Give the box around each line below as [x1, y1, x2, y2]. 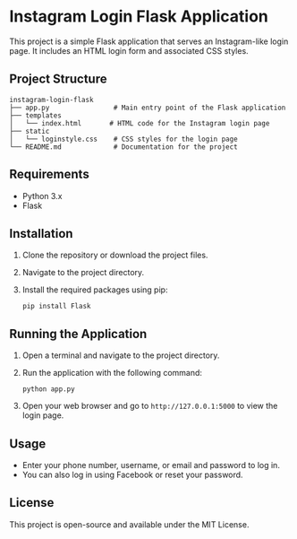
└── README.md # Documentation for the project [9, 142, 239, 152]
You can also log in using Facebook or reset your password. [21, 469, 243, 480]
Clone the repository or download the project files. [21, 249, 208, 261]
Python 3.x [21, 190, 63, 201]
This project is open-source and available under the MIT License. [9, 518, 250, 530]
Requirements [9, 167, 89, 182]
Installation [9, 226, 73, 241]
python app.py [21, 385, 75, 394]
